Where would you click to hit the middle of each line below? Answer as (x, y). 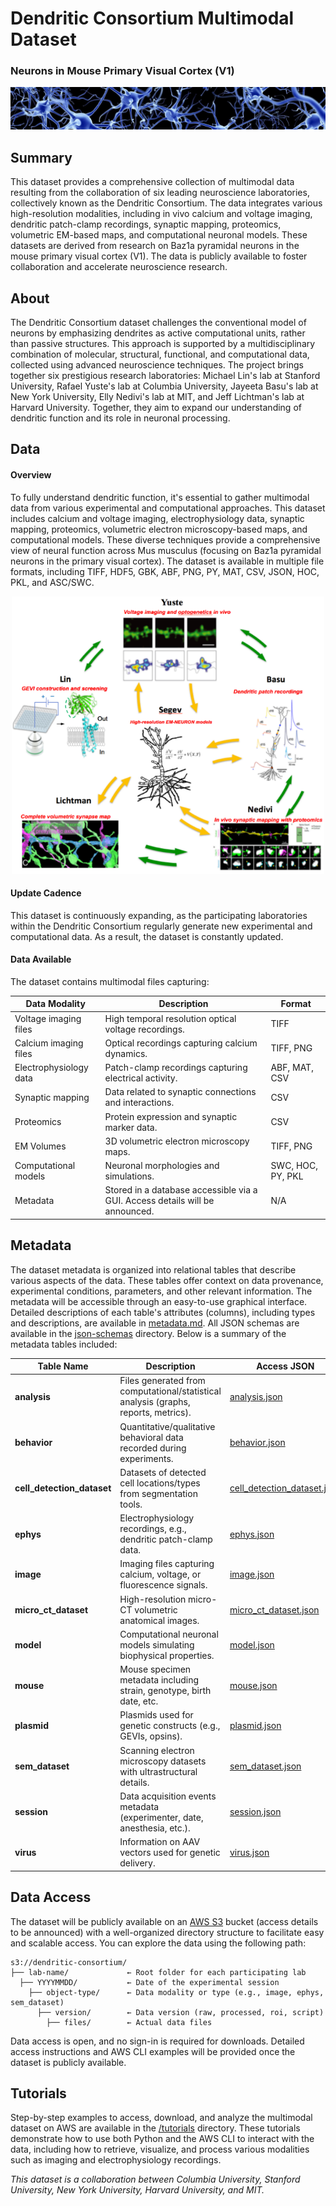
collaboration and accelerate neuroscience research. (119, 267)
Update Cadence (46, 893)
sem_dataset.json (265, 1766)
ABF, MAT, (292, 1068)
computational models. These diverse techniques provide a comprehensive (165, 539)
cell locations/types (160, 1483)
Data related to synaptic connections (180, 1092)
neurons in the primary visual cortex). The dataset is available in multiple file (167, 561)
